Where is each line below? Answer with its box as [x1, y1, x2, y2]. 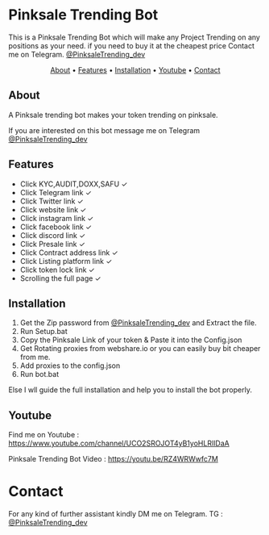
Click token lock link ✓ [19, 265, 95, 274]
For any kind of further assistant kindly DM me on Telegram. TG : [8, 509, 223, 519]
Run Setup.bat [19, 327, 68, 336]
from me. [19, 353, 51, 362]
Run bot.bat [19, 370, 60, 379]
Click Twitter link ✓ [19, 196, 84, 206]
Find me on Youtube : [8, 430, 80, 440]
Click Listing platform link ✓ [19, 256, 113, 265]
